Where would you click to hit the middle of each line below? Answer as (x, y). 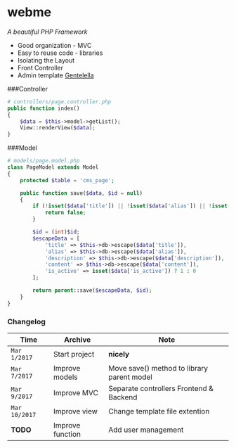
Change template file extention (159, 411)
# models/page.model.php (44, 161)
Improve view (76, 411)
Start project (74, 354)
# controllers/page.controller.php (59, 102)
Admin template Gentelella (55, 75)
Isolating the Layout (46, 60)
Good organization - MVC (54, 45)
